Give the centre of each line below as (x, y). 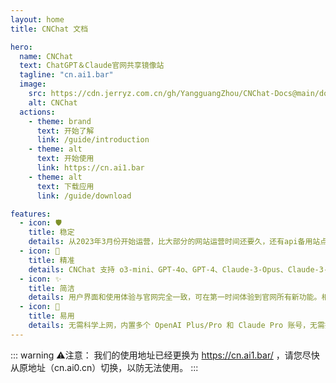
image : (33, 84)
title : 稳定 (51, 232)
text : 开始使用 (65, 159)
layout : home (37, 19)
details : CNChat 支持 (71, 269)
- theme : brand (60, 121)
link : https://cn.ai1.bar (90, 168)
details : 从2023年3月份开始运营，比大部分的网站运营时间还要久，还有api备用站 (174, 242)
